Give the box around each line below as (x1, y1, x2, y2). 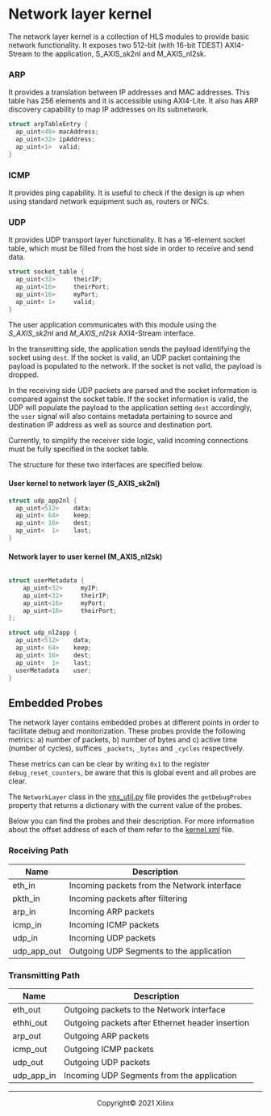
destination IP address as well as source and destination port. (8, 420, 213, 429)
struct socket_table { (8, 268, 85, 276)
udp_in (12, 932, 39, 943)
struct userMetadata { (8, 577, 85, 585)
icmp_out (12, 1043, 48, 1055)
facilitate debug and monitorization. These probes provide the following (8, 726, 246, 736)
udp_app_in (12, 1069, 56, 1080)
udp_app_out (12, 945, 62, 957)
